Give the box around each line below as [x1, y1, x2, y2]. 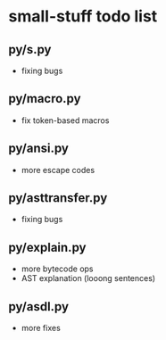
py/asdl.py [8, 299, 69, 314]
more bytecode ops [21, 263, 94, 274]
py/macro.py [8, 91, 81, 106]
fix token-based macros [21, 114, 110, 126]
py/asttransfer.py [8, 190, 108, 206]
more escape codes [21, 164, 95, 175]
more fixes [21, 323, 62, 334]
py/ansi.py [8, 141, 69, 156]
